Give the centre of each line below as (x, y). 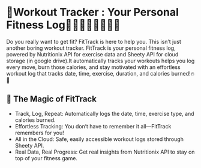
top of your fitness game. (46, 158)
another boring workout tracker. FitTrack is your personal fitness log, (91, 48)
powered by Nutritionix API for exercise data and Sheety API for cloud (92, 54)
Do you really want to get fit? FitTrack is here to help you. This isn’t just (94, 41)
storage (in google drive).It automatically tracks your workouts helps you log (100, 61)
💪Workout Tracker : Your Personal (92, 12)
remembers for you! (39, 133)
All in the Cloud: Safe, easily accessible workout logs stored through (99, 139)
